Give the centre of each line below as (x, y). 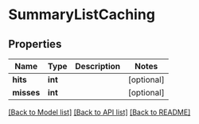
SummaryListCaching (82, 15)
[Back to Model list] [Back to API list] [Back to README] (99, 112)
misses (26, 93)
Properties (35, 44)
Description (98, 66)
